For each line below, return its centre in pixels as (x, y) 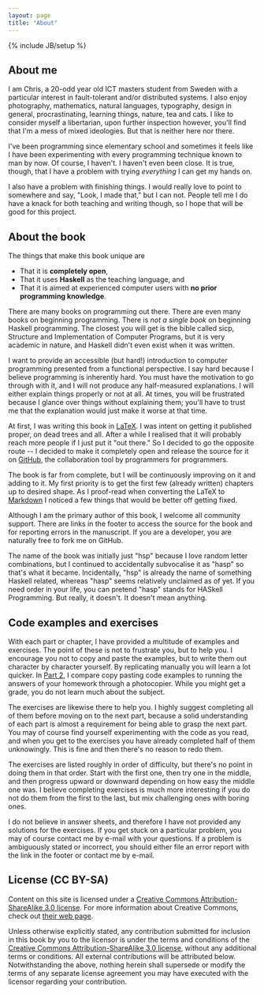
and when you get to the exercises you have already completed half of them (132, 741)
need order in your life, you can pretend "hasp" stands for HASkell (115, 590)
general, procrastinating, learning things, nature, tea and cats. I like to (121, 114)
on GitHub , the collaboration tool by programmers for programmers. (118, 459)
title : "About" (33, 23)
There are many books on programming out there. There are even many (125, 312)
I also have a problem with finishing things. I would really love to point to (125, 187)
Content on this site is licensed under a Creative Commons (104, 899)
